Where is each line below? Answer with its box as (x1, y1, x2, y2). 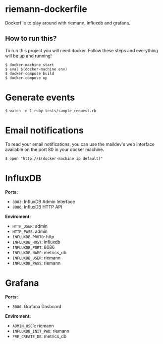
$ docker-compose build (5, 71, 54, 76)
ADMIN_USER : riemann (12, 323, 54, 329)
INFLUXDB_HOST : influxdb (12, 239, 60, 245)
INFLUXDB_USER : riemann (12, 255, 61, 261)
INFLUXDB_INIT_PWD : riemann (12, 328, 70, 334)
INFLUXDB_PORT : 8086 (12, 244, 55, 250)
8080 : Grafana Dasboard (12, 303, 61, 309)
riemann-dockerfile (5, 3, 88, 15)
